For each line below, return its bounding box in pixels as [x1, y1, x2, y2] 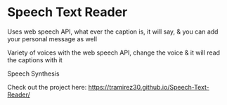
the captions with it [7, 55, 63, 64]
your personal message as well [7, 34, 97, 43]
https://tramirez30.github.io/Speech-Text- [88, 83, 209, 91]
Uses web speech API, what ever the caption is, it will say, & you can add [7, 27, 219, 36]
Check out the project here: [7, 83, 87, 91]
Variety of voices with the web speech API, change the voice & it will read [7, 48, 220, 57]
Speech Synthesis [7, 69, 60, 78]
